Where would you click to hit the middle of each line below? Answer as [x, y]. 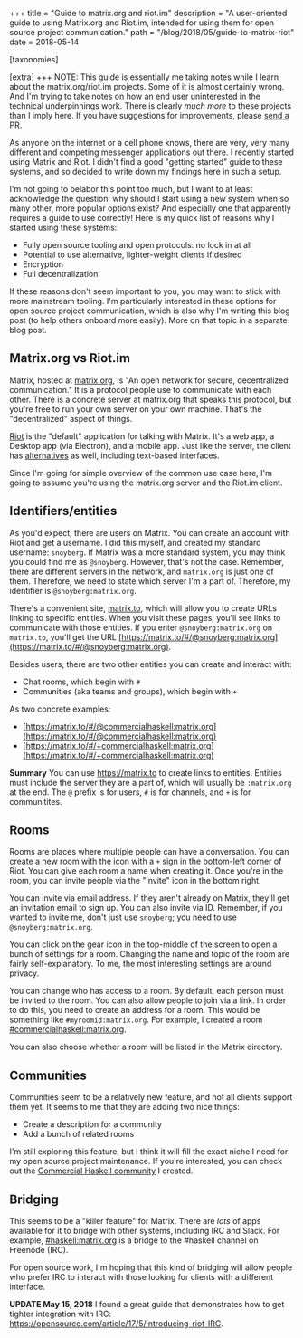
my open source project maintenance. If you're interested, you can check [146, 1161]
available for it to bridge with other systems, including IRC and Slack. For [145, 1231]
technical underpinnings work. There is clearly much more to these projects [151, 106]
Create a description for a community [92, 1124]
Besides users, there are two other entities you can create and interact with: [151, 664]
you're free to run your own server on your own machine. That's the [136, 409]
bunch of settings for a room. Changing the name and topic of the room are [150, 954]
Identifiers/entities [63, 511]
